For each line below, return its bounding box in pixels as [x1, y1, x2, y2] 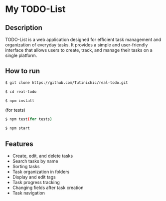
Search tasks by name [12, 158, 58, 164]
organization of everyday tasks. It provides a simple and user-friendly [5, 42, 148, 48]
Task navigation [12, 190, 45, 196]
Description [5, 23, 42, 32]
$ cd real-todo [5, 89, 37, 94]
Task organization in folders [12, 169, 70, 175]
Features [5, 140, 33, 148]
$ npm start [5, 126, 30, 131]
